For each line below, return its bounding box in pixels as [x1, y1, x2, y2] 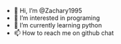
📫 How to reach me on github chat [13, 29, 114, 37]
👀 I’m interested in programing [13, 14, 100, 22]
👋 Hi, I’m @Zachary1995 [13, 7, 83, 14]
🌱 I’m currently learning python [13, 21, 102, 29]
